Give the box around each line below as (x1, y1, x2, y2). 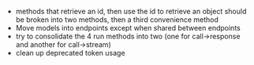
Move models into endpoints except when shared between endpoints (15, 23, 241, 32)
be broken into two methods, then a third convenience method (15, 15, 219, 24)
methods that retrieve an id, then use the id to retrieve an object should (15, 7, 247, 16)
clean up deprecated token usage (15, 49, 125, 57)
